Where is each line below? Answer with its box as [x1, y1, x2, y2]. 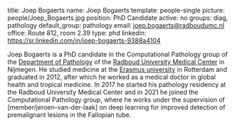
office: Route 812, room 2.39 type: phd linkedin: [7, 28, 147, 37]
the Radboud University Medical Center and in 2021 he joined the [7, 88, 199, 96]
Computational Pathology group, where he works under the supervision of [7, 95, 226, 104]
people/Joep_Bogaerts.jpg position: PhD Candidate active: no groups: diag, [7, 14, 229, 22]
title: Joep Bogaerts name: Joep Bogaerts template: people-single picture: [7, 6, 225, 14]
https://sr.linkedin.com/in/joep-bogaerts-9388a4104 [7, 36, 161, 45]
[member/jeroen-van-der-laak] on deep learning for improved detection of [7, 103, 226, 111]
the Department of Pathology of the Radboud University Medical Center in [7, 58, 225, 66]
